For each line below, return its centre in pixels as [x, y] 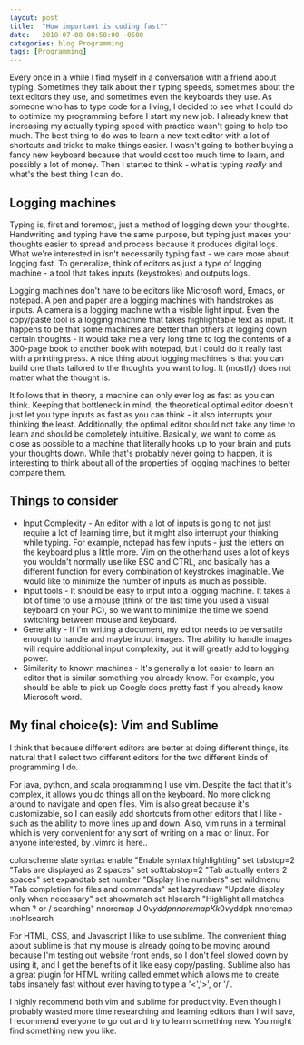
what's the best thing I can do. [66, 175]
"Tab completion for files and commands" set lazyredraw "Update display [147, 889]
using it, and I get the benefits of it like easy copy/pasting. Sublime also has [150, 964]
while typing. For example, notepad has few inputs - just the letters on [153, 542]
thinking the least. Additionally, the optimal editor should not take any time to [152, 424]
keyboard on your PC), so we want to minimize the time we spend [145, 609]
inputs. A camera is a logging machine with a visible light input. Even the [144, 309]
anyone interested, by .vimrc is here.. [78, 842]
